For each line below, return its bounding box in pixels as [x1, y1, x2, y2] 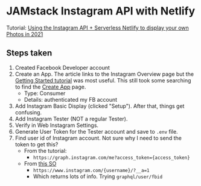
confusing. [14, 108, 42, 116]
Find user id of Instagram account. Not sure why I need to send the [14, 134, 182, 141]
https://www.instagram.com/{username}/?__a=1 [33, 167, 150, 173]
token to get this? [14, 140, 59, 148]
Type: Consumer [24, 89, 66, 97]
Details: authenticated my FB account [24, 96, 118, 103]
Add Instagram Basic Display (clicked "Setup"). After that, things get [14, 102, 185, 110]
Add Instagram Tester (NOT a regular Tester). [14, 115, 128, 122]
